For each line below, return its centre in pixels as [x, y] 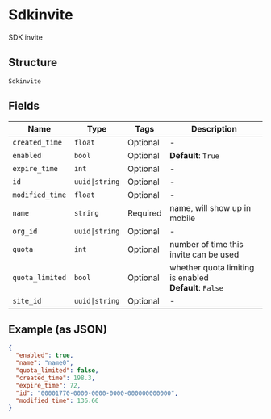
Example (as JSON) [58, 329]
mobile [182, 218]
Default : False [196, 287]
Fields [24, 106]
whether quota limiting [212, 267]
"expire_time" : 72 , [48, 385]
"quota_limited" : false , [57, 371]
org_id [25, 231]
